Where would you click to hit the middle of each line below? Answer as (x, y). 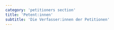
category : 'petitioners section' (41, 10)
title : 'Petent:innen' (29, 15)
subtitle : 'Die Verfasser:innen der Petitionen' (58, 19)
